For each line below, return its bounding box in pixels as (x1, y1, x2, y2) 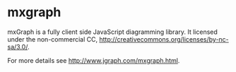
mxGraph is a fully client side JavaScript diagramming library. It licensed (7, 28, 218, 36)
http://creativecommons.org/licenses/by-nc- (98, 35, 230, 43)
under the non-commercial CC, (7, 35, 98, 43)
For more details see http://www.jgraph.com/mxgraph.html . (7, 56, 180, 64)
